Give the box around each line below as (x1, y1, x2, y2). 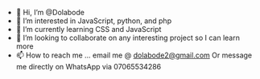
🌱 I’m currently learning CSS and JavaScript (15, 25, 162, 34)
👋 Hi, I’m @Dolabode (15, 8, 85, 17)
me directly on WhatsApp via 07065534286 (15, 62, 162, 71)
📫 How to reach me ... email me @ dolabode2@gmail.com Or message (15, 50, 253, 60)
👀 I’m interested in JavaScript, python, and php (15, 16, 171, 26)
